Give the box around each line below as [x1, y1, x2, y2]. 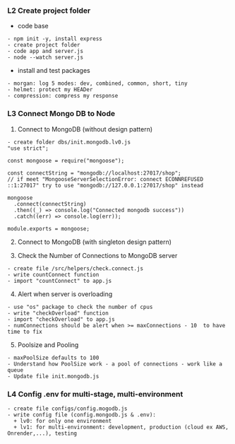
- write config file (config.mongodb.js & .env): [7, 411, 157, 419]
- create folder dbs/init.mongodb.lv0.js [7, 139, 131, 146]
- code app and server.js [7, 48, 83, 55]
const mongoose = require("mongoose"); [7, 157, 125, 164]
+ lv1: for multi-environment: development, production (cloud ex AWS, [13, 423, 229, 431]
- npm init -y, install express [7, 35, 102, 42]
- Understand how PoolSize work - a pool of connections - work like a [7, 360, 222, 368]
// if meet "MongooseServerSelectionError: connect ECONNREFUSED [7, 175, 203, 182]
